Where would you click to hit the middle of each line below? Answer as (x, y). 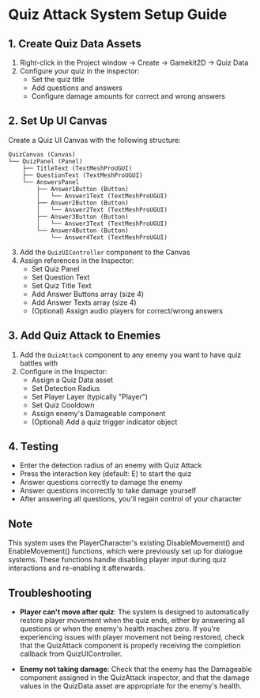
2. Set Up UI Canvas (58, 121)
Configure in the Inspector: (64, 371)
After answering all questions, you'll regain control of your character (131, 499)
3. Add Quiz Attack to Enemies (85, 336)
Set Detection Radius (66, 388)
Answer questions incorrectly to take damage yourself (108, 490)
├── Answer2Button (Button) (83, 203)
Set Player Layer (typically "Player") (90, 396)
